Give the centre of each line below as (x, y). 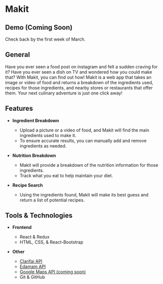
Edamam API (33, 267)
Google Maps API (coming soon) (53, 272)
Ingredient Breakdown (36, 120)
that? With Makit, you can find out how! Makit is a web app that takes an (78, 77)
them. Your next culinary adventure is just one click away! (64, 93)
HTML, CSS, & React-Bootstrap (51, 242)
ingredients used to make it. (48, 135)
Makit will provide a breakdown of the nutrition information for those (89, 165)
